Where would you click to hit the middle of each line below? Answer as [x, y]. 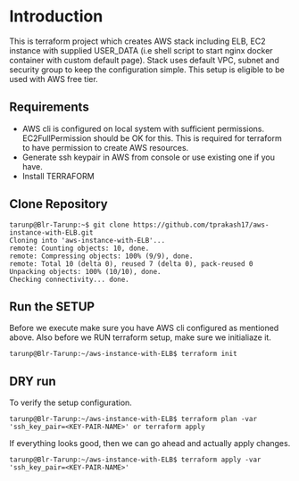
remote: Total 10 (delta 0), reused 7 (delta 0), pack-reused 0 [131, 264]
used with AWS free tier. [54, 79]
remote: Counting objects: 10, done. [79, 248]
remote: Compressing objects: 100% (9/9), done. [101, 256]
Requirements [49, 108]
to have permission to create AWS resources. [105, 147]
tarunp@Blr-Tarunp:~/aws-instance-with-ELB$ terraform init [124, 354]
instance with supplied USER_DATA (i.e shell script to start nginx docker [141, 50]
